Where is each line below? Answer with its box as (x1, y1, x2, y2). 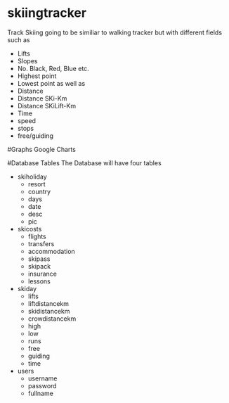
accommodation (27, 247, 75, 255)
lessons (27, 276, 51, 286)
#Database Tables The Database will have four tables (7, 158, 162, 167)
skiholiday (17, 172, 47, 181)
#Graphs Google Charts (7, 145, 76, 153)
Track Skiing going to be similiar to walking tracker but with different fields (7, 28, 223, 37)
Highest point (17, 72, 57, 80)
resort (27, 179, 46, 188)
